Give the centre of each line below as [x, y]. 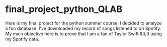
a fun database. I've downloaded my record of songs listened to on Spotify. [83, 28]
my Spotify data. [22, 39]
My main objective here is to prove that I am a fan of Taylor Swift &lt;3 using [83, 33]
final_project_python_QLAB [64, 9]
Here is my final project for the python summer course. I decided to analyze [83, 23]
